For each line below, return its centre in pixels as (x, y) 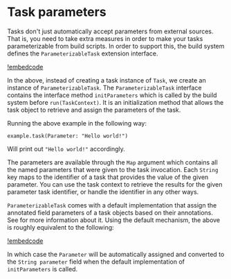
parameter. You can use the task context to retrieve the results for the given (115, 184)
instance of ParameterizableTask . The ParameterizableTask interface (104, 87)
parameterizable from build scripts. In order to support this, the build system (116, 46)
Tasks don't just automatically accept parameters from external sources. (110, 31)
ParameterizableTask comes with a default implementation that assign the (112, 205)
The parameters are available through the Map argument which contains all (112, 162)
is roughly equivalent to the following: (61, 227)
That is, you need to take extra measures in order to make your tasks (105, 38)
